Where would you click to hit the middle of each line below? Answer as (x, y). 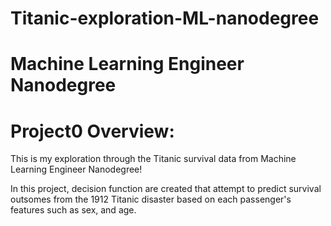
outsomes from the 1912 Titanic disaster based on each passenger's (151, 199)
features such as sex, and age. (73, 210)
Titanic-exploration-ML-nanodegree (165, 18)
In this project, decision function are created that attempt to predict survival (166, 189)
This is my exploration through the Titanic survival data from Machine (153, 159)
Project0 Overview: (92, 131)
